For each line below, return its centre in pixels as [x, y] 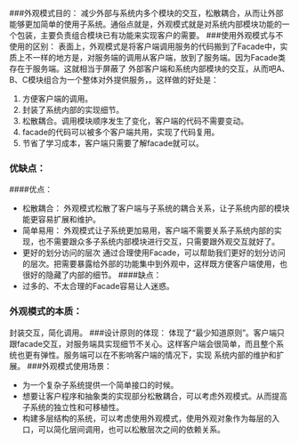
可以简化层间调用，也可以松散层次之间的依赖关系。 [131, 429]
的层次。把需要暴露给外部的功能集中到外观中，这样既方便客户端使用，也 [154, 264]
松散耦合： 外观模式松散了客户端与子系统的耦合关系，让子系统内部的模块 [156, 208]
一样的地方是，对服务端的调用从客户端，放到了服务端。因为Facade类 [159, 57]
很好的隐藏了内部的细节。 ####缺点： [92, 275]
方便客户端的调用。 [57, 99]
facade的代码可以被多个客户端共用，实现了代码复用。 [121, 132]
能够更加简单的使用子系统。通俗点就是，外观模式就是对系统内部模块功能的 [145, 24]
